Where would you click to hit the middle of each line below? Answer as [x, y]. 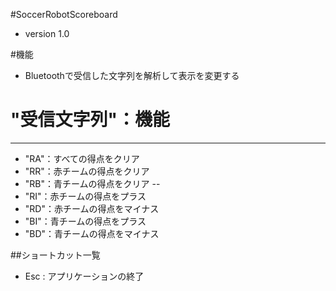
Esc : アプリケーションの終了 [84, 276]
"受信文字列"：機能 [90, 120]
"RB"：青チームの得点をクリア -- [92, 183]
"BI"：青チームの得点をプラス [85, 221]
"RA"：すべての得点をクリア [82, 158]
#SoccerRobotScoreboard [64, 14]
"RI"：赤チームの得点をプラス [85, 196]
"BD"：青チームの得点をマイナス [92, 233]
